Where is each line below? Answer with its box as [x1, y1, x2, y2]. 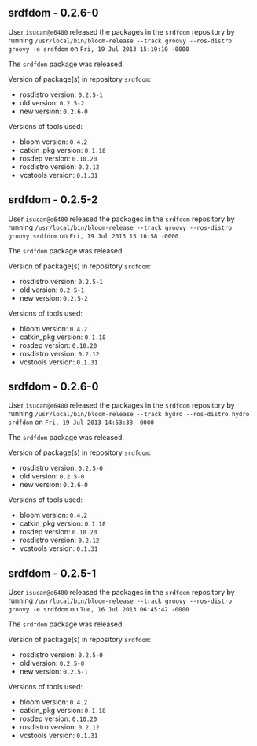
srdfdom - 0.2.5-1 [8, 567, 97, 580]
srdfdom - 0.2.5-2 [8, 193, 98, 207]
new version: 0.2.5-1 [19, 667, 88, 676]
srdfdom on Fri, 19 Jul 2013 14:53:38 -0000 [8, 417, 155, 427]
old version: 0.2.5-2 [19, 98, 85, 107]
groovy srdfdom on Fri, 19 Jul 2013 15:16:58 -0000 [8, 231, 179, 240]
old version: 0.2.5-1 [19, 285, 85, 294]
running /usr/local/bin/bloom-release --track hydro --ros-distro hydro [8, 409, 250, 419]
